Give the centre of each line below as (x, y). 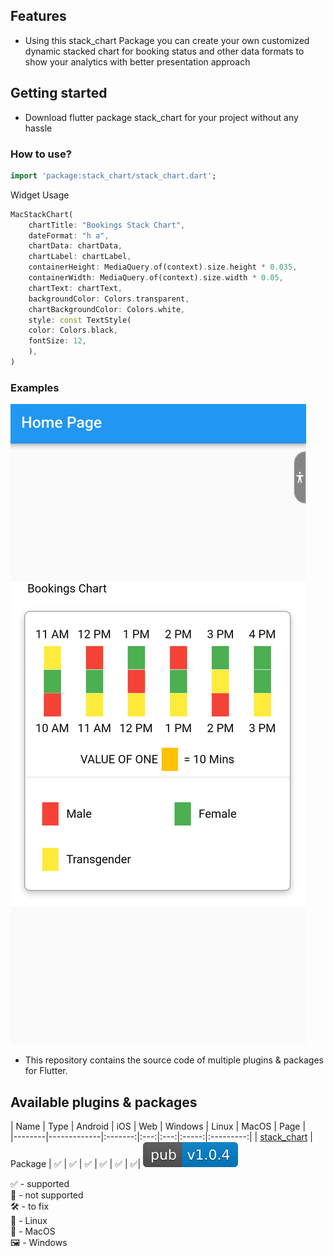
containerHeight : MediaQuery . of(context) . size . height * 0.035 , (163, 267)
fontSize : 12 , (57, 341)
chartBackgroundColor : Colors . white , (107, 309)
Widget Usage (40, 195)
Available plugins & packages (104, 1102)
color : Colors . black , (73, 330)
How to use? (41, 154)
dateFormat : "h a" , (69, 235)
